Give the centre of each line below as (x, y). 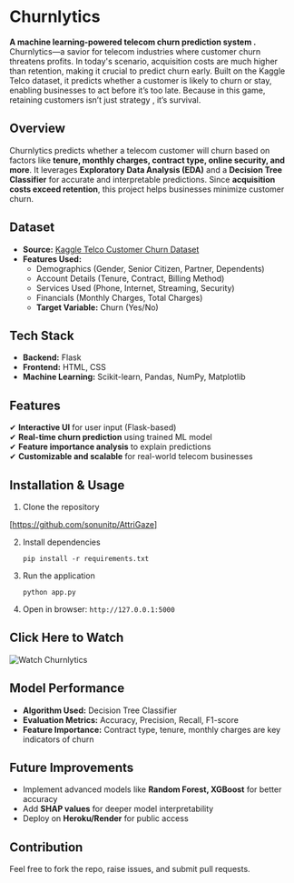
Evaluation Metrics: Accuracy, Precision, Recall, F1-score (130, 719)
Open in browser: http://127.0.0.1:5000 (98, 609)
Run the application (59, 576)
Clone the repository (61, 507)
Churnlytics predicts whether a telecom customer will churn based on (140, 150)
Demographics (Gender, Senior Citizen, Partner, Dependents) (150, 268)
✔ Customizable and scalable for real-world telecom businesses (131, 457)
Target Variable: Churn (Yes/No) (97, 307)
